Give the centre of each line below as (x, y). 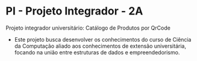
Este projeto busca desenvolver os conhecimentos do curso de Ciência (103, 39)
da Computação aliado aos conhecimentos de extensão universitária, (100, 46)
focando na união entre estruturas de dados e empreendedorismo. (97, 52)
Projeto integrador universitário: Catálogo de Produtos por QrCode (88, 28)
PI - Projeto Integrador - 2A (74, 11)
